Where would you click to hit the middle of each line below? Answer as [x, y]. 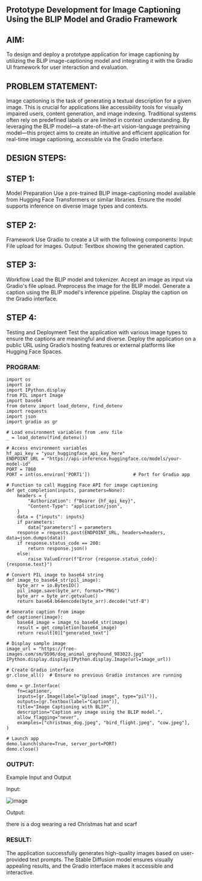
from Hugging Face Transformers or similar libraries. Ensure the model [94, 200]
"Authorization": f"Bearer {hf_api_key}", [82, 501]
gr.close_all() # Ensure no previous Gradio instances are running [94, 675]
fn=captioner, [35, 691]
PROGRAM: [23, 367]
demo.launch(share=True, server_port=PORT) [62, 744]
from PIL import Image [35, 395]
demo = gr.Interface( [33, 685]
